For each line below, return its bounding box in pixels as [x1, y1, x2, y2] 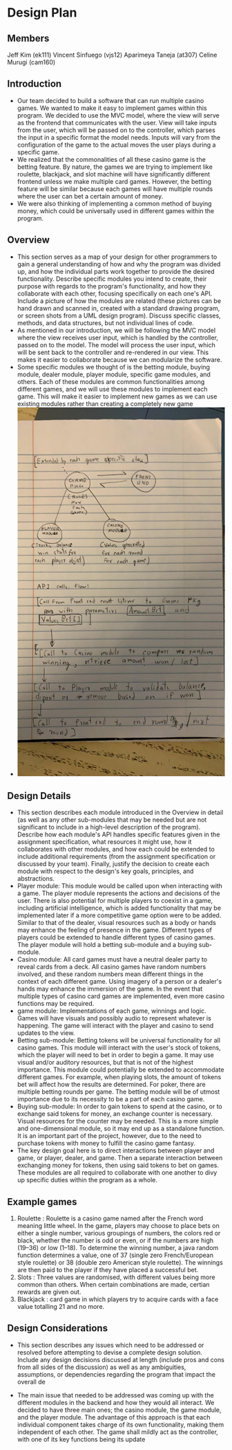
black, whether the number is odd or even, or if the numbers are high [17, 1236, 214, 1245]
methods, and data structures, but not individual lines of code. [17, 318, 195, 327]
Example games [7, 1195, 77, 1208]
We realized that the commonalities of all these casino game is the [17, 155, 206, 163]
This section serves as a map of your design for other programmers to [17, 253, 217, 261]
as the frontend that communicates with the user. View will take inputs [17, 118, 217, 127]
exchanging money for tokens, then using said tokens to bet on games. [17, 1161, 220, 1170]
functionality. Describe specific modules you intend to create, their [17, 275, 207, 283]
